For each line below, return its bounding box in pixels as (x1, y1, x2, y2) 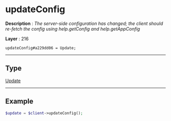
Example (5, 97, 34, 106)
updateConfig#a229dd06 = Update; (5, 45, 76, 50)
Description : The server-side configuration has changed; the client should (5, 20, 163, 26)
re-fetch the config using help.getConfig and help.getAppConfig (5, 25, 140, 32)
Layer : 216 (5, 36, 29, 42)
